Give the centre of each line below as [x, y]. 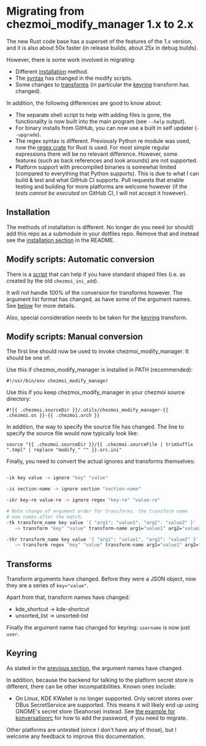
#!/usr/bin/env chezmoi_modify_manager [57, 381]
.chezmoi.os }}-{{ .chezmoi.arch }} [53, 416]
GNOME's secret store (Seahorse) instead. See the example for [95, 711]
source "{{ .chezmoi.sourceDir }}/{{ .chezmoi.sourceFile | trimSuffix [100, 445]
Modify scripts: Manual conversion [74, 336]
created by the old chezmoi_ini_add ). [53, 281]
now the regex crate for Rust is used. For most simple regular [92, 147]
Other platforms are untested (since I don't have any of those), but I [91, 729]
